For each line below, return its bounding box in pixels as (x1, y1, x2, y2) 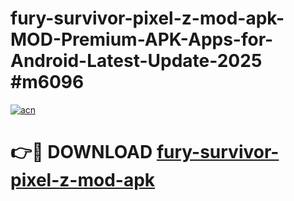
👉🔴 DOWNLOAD (10, 141, 153, 164)
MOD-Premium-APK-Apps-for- (10, 28, 274, 51)
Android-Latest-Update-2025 (10, 50, 263, 72)
